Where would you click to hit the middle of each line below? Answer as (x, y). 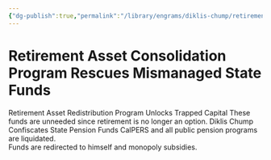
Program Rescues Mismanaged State (135, 73)
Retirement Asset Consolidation (117, 55)
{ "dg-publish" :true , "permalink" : (65, 16)
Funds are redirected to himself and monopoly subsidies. (103, 147)
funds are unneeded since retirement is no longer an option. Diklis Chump (131, 121)
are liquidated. (32, 138)
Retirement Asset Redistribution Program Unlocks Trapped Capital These (129, 112)
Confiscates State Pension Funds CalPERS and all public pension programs (133, 129)
